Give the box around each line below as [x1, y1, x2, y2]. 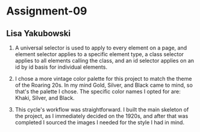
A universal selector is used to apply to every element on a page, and [14, 44, 187, 51]
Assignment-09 [6, 4, 87, 18]
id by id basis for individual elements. [14, 63, 107, 71]
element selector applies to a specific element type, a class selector [14, 51, 184, 58]
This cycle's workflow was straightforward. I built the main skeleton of [14, 106, 189, 113]
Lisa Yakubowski [6, 28, 71, 39]
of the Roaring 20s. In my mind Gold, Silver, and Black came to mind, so [14, 81, 193, 89]
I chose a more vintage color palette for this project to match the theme [14, 75, 192, 82]
